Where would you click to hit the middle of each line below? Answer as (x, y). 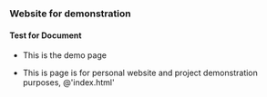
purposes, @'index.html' (69, 82)
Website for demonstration (70, 14)
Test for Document (46, 35)
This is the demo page (65, 55)
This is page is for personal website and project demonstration (140, 73)
